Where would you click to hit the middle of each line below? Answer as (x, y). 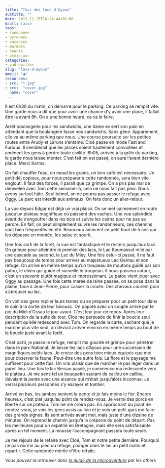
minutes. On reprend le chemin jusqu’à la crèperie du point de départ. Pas (80, 420)
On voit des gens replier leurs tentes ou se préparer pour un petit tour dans (81, 301)
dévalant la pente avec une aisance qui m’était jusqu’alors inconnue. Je (77, 379)
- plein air (17, 56)
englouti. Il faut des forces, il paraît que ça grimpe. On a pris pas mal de (78, 183)
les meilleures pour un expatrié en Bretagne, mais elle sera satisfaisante (78, 425)
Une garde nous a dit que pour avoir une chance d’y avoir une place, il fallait (82, 112)
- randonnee (17, 33)
